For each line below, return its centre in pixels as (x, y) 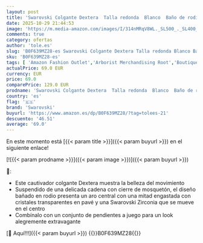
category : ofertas (29, 40)
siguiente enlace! (27, 148)
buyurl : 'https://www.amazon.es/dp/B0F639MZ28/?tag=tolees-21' (88, 113)
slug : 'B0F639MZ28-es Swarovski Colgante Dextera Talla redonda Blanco (98, 51)
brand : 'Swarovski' (31, 107)
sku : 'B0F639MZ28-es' (34, 57)
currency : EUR (24, 74)
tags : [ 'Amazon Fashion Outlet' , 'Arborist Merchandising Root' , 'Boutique (102, 62)
